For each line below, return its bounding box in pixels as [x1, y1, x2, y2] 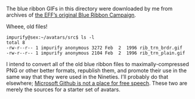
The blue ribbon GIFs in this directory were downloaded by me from [6, 5, 173, 12]
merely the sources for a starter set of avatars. [6, 86, 120, 93]
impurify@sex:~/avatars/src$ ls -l [6, 35, 95, 41]
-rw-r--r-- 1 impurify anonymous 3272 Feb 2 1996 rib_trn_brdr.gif [6, 45, 183, 51]
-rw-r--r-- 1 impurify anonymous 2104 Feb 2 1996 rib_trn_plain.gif [6, 50, 185, 56]
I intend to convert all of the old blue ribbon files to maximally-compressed [6, 61, 190, 67]
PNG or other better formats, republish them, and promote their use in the [6, 67, 187, 74]
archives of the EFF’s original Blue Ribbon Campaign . [6, 11, 136, 18]
